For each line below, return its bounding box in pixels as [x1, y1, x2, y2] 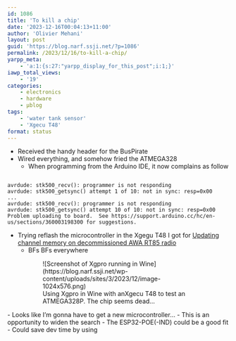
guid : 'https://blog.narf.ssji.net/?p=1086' [7, 43, 140, 50]
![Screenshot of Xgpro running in [42, 259, 138, 268]
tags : [7, 108, 23, 115]
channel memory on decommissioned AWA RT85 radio [17, 238, 177, 247]
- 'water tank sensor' [20, 115, 87, 122]
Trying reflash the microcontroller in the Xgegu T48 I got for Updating [17, 231, 220, 240]
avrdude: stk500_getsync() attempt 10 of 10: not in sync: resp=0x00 [7, 207, 216, 214]
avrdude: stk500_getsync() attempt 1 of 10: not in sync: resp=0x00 [7, 188, 213, 195]
